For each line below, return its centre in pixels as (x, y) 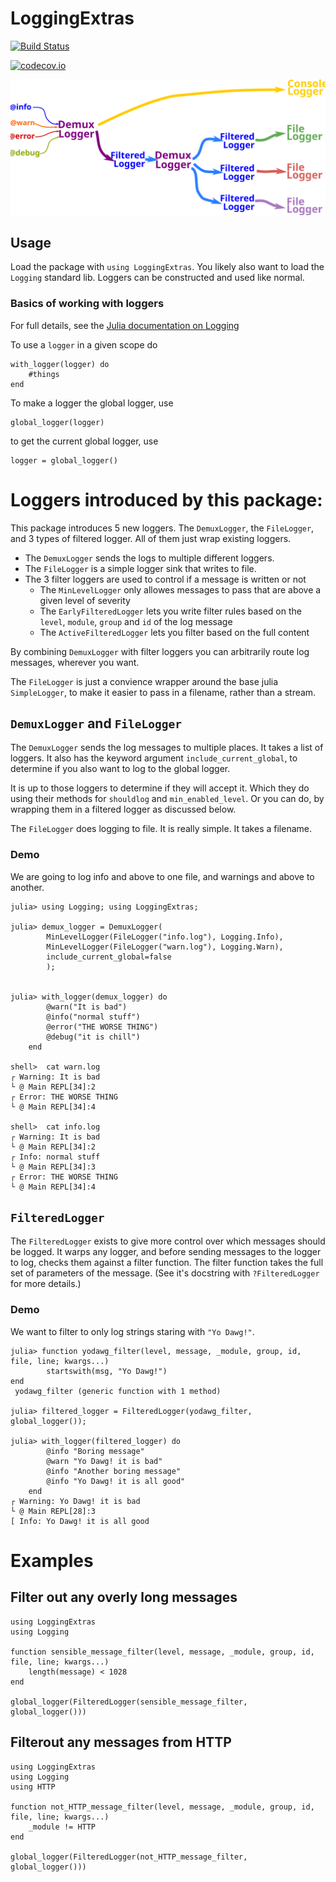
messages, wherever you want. (75, 662)
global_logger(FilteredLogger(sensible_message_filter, (129, 1702)
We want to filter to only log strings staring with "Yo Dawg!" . (132, 1331)
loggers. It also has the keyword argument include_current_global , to (154, 758)
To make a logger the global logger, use (92, 403)
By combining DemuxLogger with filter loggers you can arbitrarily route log (160, 651)
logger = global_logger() (64, 460)
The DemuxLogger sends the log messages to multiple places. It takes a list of (167, 748)
